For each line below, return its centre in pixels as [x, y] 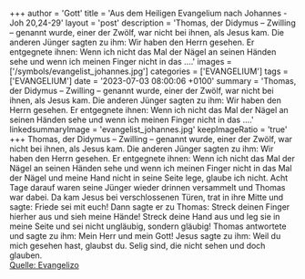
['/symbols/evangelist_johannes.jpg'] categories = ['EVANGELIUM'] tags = [149, 71]
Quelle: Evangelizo [44, 265]
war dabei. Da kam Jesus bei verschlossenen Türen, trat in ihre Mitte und [147, 197]
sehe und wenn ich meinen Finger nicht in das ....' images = [121, 62]
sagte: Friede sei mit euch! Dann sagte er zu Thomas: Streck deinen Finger [150, 207]
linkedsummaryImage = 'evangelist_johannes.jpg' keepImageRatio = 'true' [148, 129]
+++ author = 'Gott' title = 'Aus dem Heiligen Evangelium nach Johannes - [148, 13]
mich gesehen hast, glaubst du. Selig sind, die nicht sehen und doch [137, 246]
